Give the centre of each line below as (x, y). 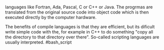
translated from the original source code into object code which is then (77, 12)
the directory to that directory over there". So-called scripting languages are (82, 37)
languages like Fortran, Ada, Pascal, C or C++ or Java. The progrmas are (79, 7)
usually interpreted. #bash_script (38, 42)
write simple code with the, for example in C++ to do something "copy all (79, 32)
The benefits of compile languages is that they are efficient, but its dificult (80, 27)
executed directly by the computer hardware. (51, 17)
